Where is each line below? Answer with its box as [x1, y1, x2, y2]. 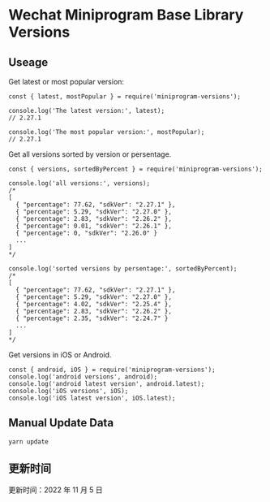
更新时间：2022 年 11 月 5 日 [8, 485, 103, 495]
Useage [8, 55, 49, 69]
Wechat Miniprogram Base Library [8, 6, 244, 24]
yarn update [8, 437, 49, 446]
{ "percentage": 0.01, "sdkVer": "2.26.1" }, [15, 222, 173, 230]
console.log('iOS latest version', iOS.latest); [8, 394, 176, 402]
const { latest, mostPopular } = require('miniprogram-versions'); [8, 93, 242, 101]
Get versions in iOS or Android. [8, 350, 112, 359]
